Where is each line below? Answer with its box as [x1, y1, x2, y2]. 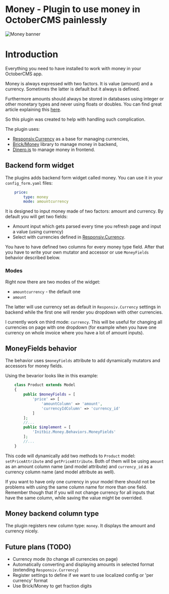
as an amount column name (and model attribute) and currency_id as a [5, 463, 153, 469]
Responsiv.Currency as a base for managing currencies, [12, 135, 130, 142]
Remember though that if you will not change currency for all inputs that [5, 489, 155, 496]
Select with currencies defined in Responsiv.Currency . [12, 234, 126, 240]
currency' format [12, 577, 48, 584]
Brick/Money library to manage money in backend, [12, 141, 118, 147]
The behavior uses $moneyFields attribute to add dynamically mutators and [5, 358, 160, 364]
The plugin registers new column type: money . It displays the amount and [5, 523, 155, 529]
